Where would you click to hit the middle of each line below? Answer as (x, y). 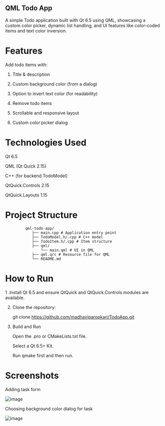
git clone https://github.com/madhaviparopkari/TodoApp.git (73, 317)
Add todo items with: (26, 65)
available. (15, 298)
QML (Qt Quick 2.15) (26, 166)
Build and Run (27, 326)
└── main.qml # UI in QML (67, 250)
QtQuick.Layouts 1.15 (26, 195)
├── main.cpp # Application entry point (74, 233)
